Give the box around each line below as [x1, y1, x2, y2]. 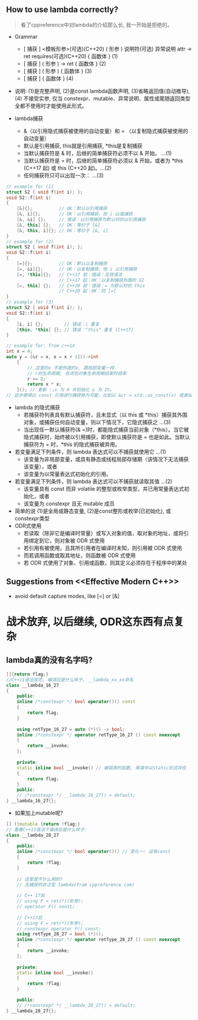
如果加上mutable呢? [14, 809, 64, 816]
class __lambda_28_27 [6, 832, 60, 838]
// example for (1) [6, 184, 54, 189]
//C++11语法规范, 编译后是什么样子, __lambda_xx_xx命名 [6, 677, 134, 683]
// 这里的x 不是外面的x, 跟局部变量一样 [27, 365, 114, 371]
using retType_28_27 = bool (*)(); [16, 931, 104, 937]
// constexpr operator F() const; [16, 926, 101, 932]
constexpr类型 [14, 515, 50, 522]
